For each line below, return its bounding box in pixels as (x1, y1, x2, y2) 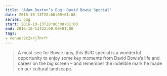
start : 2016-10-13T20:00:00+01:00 (5, 21, 78, 27)
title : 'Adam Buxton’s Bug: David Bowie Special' (5, 7, 112, 13)
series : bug (5, 17, 30, 22)
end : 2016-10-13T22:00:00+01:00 (5, 26, 73, 31)
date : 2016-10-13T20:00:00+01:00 (5, 12, 76, 17)
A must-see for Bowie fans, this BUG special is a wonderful (17, 49, 141, 56)
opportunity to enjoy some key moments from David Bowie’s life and (17, 55, 160, 61)
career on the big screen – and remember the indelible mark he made (17, 60, 162, 66)
